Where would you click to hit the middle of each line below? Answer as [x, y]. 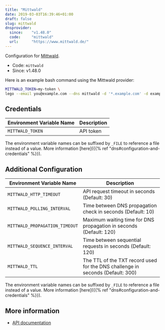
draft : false [18, 19]
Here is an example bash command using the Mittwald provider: [70, 80]
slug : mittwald [21, 23]
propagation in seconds [110, 226]
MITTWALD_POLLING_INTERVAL [39, 209]
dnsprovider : [18, 28]
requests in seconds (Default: [117, 246]
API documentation [32, 323]
